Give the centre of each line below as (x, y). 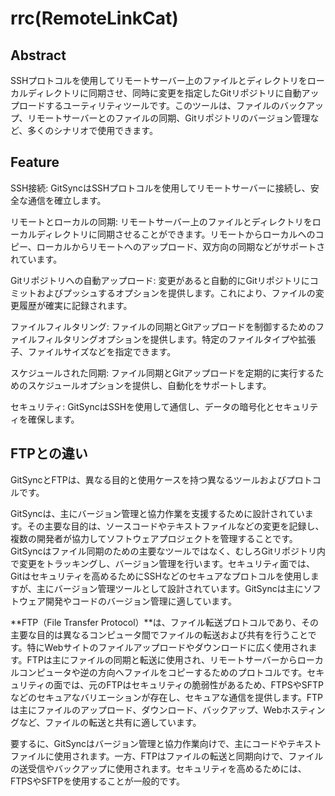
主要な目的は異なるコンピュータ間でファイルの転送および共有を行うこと (159, 634)
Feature (35, 162)
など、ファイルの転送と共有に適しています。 (110, 722)
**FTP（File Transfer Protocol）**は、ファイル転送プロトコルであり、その (164, 622)
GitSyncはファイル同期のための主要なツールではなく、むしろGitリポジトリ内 (168, 551)
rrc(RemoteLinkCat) (94, 18)
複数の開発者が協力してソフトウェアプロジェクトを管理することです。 (154, 538)
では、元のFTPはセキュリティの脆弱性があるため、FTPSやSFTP (193, 684)
